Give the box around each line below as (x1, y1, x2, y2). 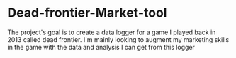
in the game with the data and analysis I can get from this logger (7, 43, 195, 51)
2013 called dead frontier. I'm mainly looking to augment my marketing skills (7, 35, 230, 43)
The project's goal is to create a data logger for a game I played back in (7, 28, 216, 36)
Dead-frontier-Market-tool (7, 5, 167, 21)
